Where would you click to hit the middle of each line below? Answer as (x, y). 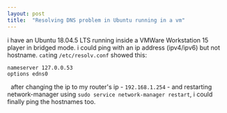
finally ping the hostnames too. (52, 101)
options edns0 (28, 74)
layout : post (26, 14)
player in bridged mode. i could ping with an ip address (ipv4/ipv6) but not (114, 47)
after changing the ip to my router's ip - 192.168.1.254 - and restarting (111, 86)
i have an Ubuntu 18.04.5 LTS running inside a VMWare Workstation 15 (108, 40)
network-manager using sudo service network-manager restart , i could (110, 94)
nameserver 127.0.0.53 (40, 68)
